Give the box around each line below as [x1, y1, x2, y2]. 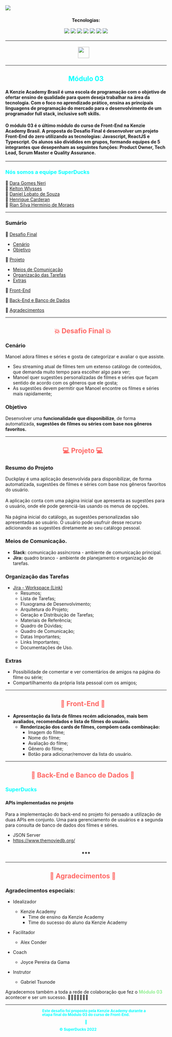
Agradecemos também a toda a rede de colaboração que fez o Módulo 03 [5, 988, 163, 995]
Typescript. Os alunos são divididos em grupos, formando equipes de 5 [5, 138, 160, 145]
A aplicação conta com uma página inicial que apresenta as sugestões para [5, 498, 165, 504]
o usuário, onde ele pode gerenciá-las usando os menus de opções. [5, 503, 149, 509]
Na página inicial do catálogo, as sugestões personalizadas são [5, 514, 139, 520]
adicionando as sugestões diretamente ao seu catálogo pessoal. [5, 525, 141, 531]
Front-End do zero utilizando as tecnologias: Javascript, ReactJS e [5, 133, 150, 139]
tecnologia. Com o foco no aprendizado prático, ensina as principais [5, 99, 154, 105]
